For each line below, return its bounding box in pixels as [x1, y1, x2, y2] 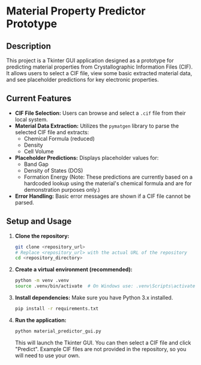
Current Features [6, 93, 72, 103]
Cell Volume [23, 147, 54, 155]
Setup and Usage [6, 216, 72, 227]
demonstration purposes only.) [23, 186, 100, 193]
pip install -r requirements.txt [14, 305, 99, 311]
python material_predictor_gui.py [14, 328, 101, 334]
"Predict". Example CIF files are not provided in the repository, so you [14, 345, 187, 352]
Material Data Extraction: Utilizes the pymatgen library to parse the [14, 122, 179, 129]
